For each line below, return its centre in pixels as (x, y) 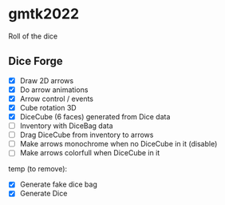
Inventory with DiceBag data (66, 126)
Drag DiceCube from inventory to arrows (87, 135)
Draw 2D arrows (47, 80)
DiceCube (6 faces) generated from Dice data (95, 117)
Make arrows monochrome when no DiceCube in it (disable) (118, 144)
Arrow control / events (57, 98)
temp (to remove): (38, 169)
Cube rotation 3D (48, 107)
